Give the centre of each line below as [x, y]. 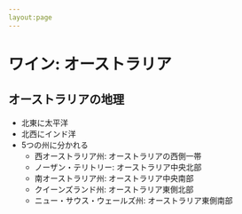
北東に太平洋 [44, 123]
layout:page [30, 17]
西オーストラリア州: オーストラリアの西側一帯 [118, 155]
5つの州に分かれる [55, 145]
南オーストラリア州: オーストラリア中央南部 [114, 178]
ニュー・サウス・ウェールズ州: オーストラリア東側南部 [133, 200]
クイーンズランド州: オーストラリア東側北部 [114, 189]
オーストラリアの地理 [66, 100]
